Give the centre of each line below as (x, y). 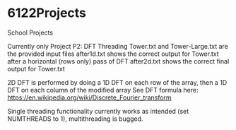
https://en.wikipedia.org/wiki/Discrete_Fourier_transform (89, 97)
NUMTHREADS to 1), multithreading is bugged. (75, 119)
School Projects (30, 32)
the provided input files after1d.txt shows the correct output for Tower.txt (113, 54)
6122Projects (47, 13)
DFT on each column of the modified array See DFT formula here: (103, 90)
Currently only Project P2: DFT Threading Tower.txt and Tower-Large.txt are (118, 46)
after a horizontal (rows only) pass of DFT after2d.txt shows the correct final (118, 61)
